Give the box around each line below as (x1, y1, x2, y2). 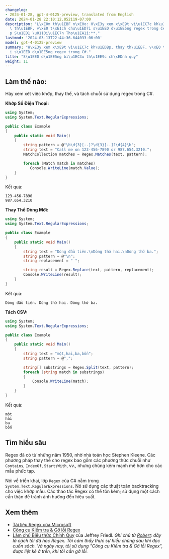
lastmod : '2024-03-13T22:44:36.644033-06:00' (5, 36, 102, 41)
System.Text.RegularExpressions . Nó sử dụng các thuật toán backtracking (5, 483, 159, 489)
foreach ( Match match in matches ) (23, 161, 96, 166)
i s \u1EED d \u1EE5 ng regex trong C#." (10, 49, 92, 54)
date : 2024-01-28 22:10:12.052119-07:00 (5, 17, 92, 22)
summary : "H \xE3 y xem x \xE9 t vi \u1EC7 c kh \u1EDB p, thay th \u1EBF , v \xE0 (5, 45, 161, 50)
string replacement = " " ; (23, 258, 80, 264)
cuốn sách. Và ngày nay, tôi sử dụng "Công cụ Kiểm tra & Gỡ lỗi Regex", (12, 543, 163, 549)
